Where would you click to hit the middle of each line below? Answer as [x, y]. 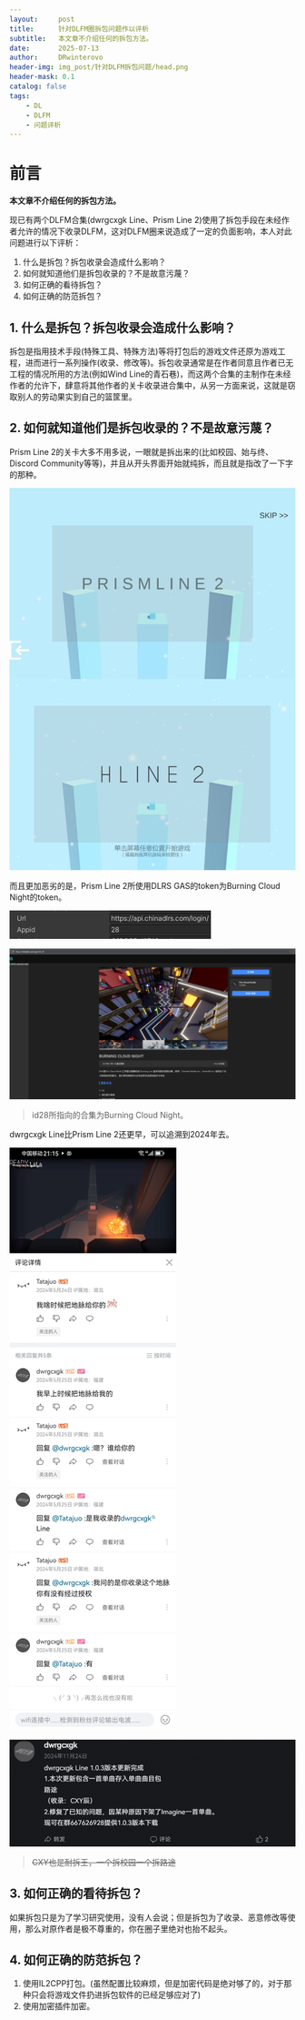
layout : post [42, 19]
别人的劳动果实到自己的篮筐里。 [77, 397]
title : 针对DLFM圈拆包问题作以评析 [79, 29]
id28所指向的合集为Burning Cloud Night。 [110, 1116]
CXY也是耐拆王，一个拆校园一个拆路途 [103, 1862]
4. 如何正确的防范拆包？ [76, 1960]
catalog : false [38, 86]
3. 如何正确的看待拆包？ [76, 1894]
